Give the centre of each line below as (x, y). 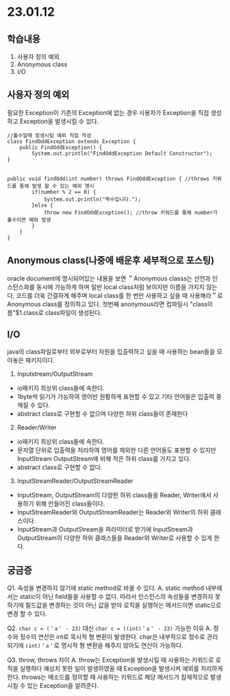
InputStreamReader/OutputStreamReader (75, 481)
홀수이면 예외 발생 (29, 220)
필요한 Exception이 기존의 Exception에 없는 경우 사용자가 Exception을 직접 (108, 112)
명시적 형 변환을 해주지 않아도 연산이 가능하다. (122, 645)
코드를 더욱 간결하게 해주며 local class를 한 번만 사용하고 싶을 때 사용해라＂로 (120, 295)
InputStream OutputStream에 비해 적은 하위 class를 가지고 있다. (104, 459)
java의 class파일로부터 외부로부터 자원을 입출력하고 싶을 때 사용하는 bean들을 (111, 352)
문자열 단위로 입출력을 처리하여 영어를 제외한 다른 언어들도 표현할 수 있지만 (117, 450)
